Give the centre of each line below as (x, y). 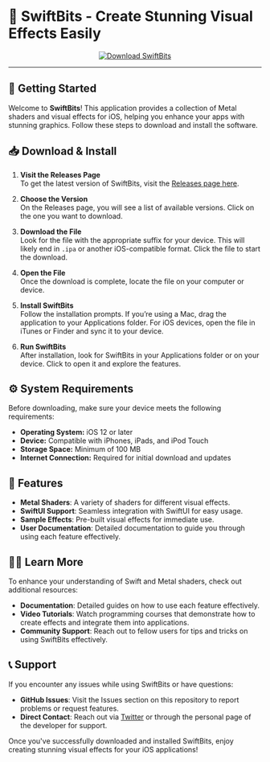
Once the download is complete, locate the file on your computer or (132, 281)
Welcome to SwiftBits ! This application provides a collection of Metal (123, 108)
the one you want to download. (71, 215)
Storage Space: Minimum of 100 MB (80, 449)
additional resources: (43, 590)
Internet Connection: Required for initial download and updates (125, 458)
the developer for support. (63, 725)
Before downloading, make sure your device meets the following (115, 408)
